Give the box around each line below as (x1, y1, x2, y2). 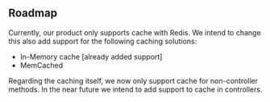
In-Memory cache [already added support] (19, 51, 163, 61)
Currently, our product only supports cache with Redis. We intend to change (8, 27, 261, 37)
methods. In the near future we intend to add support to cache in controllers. (8, 84, 263, 94)
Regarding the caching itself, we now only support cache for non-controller (8, 75, 259, 85)
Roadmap (8, 6, 58, 20)
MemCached (19, 60, 63, 70)
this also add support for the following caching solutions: (8, 36, 197, 46)
